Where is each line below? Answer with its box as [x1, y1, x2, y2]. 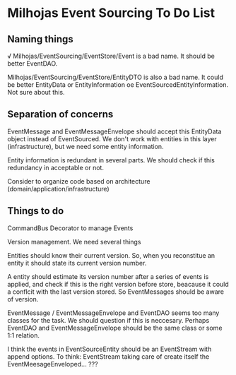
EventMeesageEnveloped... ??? [7, 359, 98, 368]
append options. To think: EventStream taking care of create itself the [7, 352, 210, 361]
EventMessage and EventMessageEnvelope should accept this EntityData [7, 127, 222, 136]
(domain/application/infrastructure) [7, 184, 110, 193]
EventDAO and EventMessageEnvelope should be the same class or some [7, 323, 223, 332]
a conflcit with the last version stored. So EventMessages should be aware [7, 287, 225, 296]
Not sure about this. [7, 88, 65, 96]
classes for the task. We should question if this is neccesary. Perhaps [7, 316, 210, 324]
